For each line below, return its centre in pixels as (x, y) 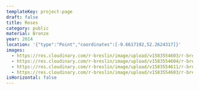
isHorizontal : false (32, 78)
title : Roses (22, 22)
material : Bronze (28, 34)
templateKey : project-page (39, 12)
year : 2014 (20, 39)
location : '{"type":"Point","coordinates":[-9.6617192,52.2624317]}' (94, 45)
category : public (28, 28)
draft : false (22, 17)
